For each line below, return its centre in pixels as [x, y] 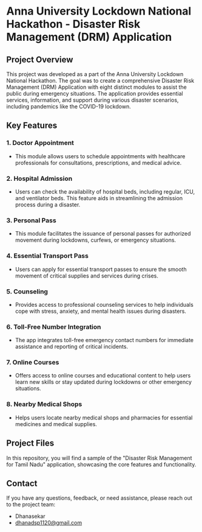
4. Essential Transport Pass [48, 256]
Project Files [30, 443]
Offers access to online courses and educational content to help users [103, 376]
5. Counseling [27, 292]
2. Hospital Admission [39, 178]
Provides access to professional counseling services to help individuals [104, 304]
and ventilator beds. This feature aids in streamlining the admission [99, 198]
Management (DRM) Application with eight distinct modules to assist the [96, 87]
